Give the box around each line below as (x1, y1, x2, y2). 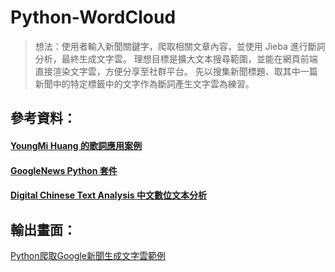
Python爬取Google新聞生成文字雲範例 (10, 249, 166, 261)
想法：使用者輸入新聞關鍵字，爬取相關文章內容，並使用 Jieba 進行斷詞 (34, 40, 326, 52)
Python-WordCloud (10, 6, 177, 29)
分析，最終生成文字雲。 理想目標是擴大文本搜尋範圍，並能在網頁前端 (34, 52, 318, 65)
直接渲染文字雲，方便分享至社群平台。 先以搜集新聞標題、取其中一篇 (34, 65, 318, 77)
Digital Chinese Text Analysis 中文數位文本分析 (10, 189, 207, 201)
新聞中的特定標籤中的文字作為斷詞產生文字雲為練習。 (34, 77, 255, 90)
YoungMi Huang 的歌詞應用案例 (10, 139, 142, 151)
